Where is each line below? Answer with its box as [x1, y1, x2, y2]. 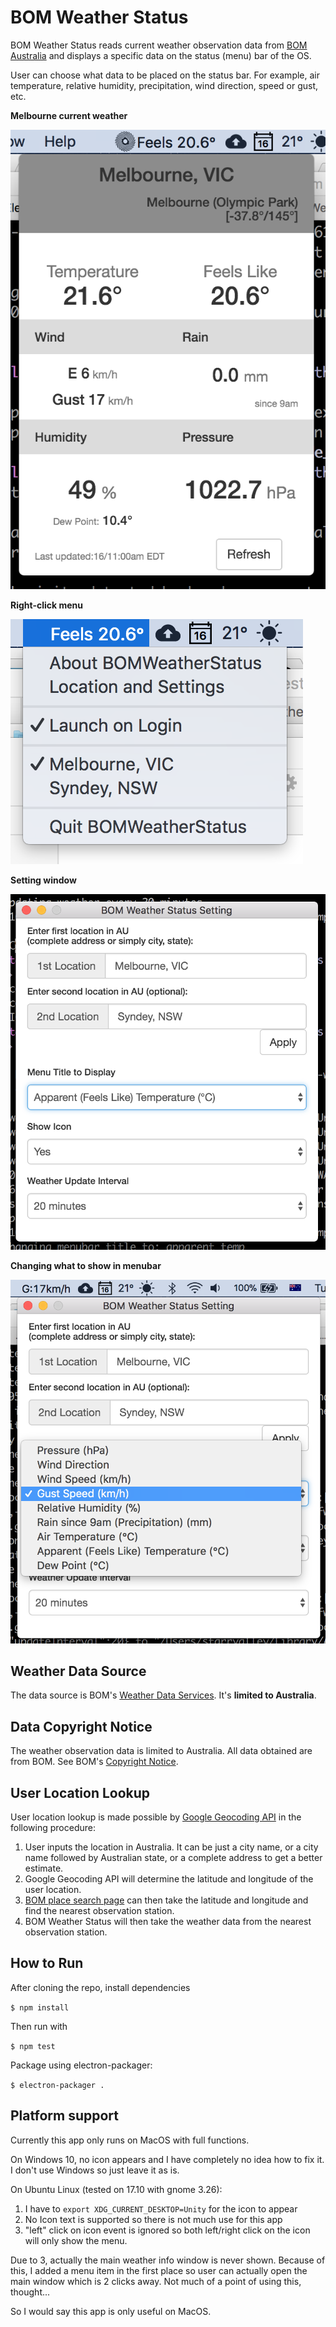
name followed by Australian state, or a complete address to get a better [24, 1852, 323, 1864]
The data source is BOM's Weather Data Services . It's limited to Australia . [10, 1689, 317, 1701]
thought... [10, 2286, 51, 2298]
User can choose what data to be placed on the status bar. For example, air [10, 69, 321, 81]
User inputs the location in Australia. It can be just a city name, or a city [24, 1841, 319, 1853]
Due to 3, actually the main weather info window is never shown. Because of [10, 2254, 326, 2266]
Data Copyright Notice [10, 1718, 153, 1735]
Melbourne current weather [10, 109, 128, 121]
